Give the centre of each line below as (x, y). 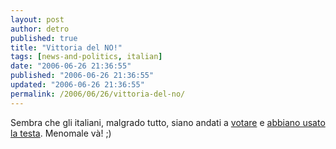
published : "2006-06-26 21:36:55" (82, 76)
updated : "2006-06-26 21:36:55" (77, 85)
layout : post (37, 19)
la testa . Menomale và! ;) (61, 133)
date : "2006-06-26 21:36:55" (71, 66)
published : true (44, 38)
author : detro (40, 29)
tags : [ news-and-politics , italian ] (86, 57)
